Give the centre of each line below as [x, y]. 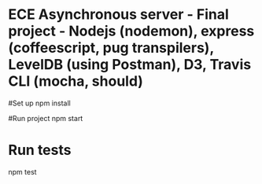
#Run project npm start [46, 118]
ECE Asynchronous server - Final [119, 15]
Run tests [40, 150]
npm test [22, 171]
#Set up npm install [39, 103]
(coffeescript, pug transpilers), [111, 48]
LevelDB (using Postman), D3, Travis [130, 65]
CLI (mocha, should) [76, 81]
